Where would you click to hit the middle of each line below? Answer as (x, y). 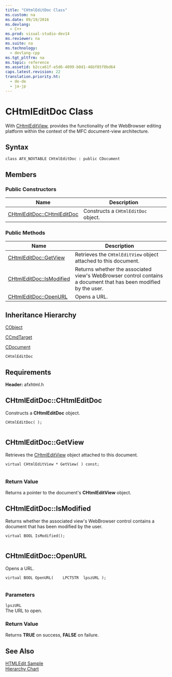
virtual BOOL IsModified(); (35, 536)
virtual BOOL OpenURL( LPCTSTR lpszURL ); (56, 578)
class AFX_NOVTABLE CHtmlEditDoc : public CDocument (63, 159)
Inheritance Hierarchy (41, 315)
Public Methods (25, 232)
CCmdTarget (19, 337)
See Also (20, 651)
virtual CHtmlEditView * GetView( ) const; (52, 464)
